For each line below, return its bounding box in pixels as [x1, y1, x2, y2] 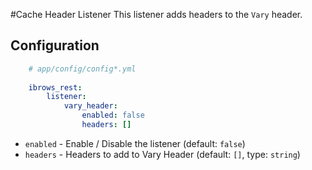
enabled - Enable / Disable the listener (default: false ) [24, 137, 246, 149]
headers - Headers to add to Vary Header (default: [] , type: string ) [24, 148, 301, 160]
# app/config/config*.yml [28, 64, 137, 74]
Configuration [10, 37, 100, 54]
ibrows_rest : [28, 82, 83, 93]
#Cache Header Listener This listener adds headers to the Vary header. [10, 9, 303, 20]
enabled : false [81, 110, 145, 121]
